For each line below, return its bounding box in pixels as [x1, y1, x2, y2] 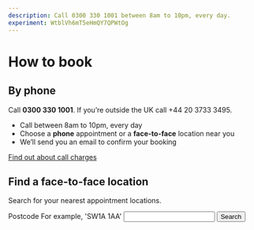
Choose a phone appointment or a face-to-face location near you [19, 128, 235, 138]
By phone [8, 84, 57, 98]
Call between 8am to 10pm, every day [19, 120, 143, 130]
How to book [8, 53, 93, 71]
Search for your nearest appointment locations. [8, 196, 162, 206]
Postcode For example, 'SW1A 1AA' [8, 212, 122, 221]
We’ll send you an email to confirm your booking [19, 137, 177, 147]
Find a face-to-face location [8, 175, 149, 188]
